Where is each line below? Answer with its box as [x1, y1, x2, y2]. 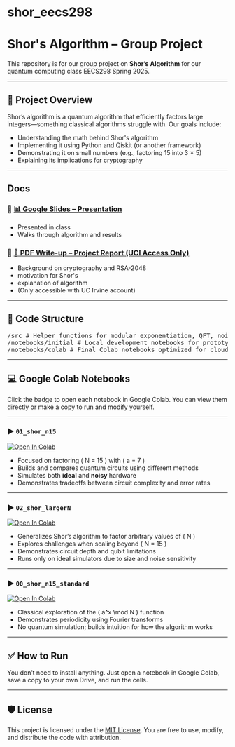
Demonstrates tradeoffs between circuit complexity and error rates [17, 478, 211, 487]
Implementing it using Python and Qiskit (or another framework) [17, 141, 201, 149]
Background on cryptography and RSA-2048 [17, 264, 147, 272]
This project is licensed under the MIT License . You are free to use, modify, [7, 726, 224, 734]
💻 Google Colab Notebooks [7, 373, 131, 385]
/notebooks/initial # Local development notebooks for [7, 338, 199, 346]
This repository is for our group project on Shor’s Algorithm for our [7, 60, 201, 68]
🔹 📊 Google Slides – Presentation [7, 204, 122, 214]
